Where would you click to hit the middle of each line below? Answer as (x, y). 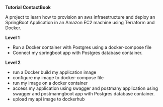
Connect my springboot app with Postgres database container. (77, 53)
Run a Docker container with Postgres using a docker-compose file (82, 47)
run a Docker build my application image (54, 72)
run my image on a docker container (50, 83)
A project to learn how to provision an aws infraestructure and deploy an (80, 17)
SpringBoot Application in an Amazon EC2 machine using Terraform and (80, 22)
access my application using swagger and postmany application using (85, 88)
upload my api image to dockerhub (49, 99)
